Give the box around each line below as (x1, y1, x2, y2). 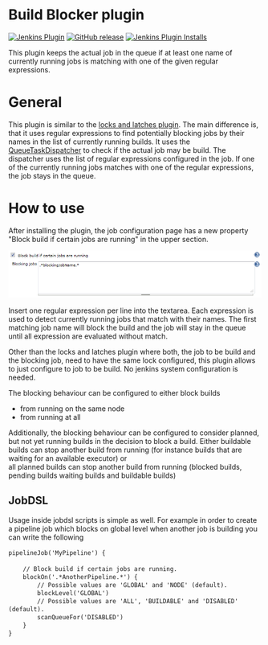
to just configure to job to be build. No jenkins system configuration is (8, 364, 238, 373)
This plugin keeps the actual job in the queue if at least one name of (8, 47, 233, 57)
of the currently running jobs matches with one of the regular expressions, (8, 162, 254, 172)
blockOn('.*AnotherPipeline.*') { (22, 573, 138, 581)
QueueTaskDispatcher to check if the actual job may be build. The (8, 145, 226, 154)
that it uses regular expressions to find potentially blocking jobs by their (8, 128, 245, 138)
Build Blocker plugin (8, 6, 144, 24)
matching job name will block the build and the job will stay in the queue (8, 322, 246, 332)
